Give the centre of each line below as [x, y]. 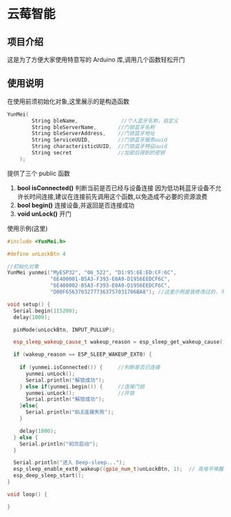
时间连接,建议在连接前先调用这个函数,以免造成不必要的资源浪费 [118, 196]
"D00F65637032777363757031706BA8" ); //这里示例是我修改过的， [135, 292]
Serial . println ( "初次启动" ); [59, 444]
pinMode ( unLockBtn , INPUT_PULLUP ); [64, 330]
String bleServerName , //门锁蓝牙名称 [93, 127]
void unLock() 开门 [44, 214]
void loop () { [27, 494]
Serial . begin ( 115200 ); [46, 311]
